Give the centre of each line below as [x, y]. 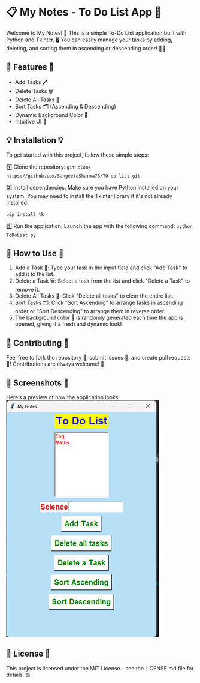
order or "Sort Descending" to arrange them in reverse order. [90, 311]
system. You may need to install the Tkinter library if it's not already [89, 196]
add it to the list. [35, 274]
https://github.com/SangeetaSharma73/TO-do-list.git [73, 176]
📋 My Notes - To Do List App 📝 [84, 12]
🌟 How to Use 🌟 [35, 253]
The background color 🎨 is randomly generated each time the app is [99, 318]
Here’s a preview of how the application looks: [63, 397]
